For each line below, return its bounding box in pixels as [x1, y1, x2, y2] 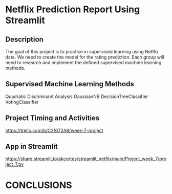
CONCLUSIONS [5, 179, 73, 191]
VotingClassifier [5, 99, 39, 105]
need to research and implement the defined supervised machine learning [5, 60, 162, 65]
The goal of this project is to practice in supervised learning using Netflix [5, 49, 159, 54]
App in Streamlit [5, 142, 58, 151]
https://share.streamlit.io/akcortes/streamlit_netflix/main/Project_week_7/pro [5, 156, 167, 162]
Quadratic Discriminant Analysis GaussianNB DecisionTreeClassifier [5, 93, 148, 100]
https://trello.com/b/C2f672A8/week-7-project [5, 127, 103, 133]
